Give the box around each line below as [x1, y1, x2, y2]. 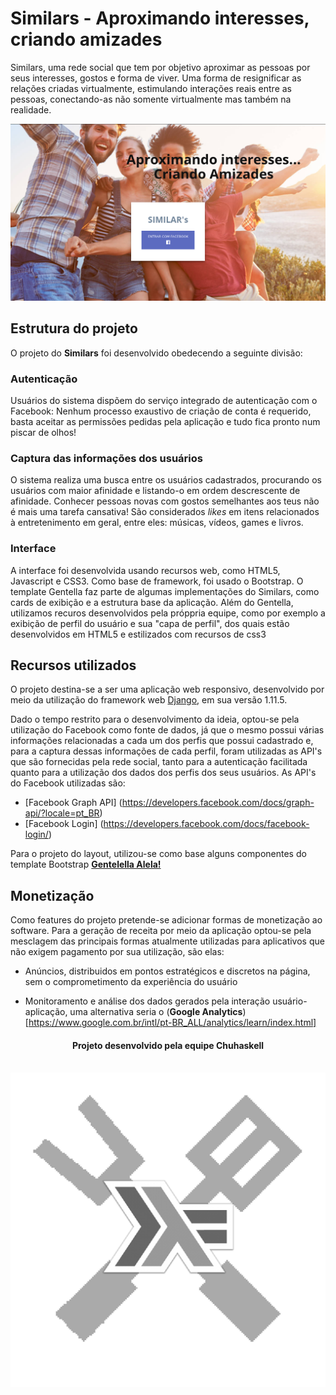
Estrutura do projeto [10, 320, 138, 337]
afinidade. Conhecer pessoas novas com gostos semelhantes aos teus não [10, 495, 320, 507]
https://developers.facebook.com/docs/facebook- [103, 818, 310, 830]
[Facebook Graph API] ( [24, 797, 123, 809]
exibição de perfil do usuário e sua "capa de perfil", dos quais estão [10, 617, 290, 629]
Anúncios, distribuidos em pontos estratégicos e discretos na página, [24, 965, 311, 977]
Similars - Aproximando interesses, [10, 7, 310, 30]
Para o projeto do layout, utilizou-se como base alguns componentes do [10, 848, 307, 860]
